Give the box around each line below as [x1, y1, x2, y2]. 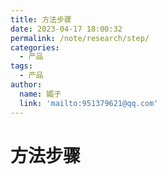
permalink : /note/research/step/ [10, 33, 150, 43]
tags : [10, 61, 33, 71]
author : [10, 80, 43, 90]
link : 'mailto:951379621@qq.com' [19, 98, 159, 108]
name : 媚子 [19, 89, 62, 99]
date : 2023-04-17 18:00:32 [10, 24, 123, 34]
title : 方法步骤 [10, 14, 72, 25]
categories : [10, 42, 60, 53]
